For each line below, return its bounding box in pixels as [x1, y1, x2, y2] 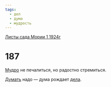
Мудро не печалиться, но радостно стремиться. [5, 67, 107, 73]
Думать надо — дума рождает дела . [5, 76, 82, 83]
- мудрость [9, 20, 32, 26]
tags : [5, 7, 16, 12]
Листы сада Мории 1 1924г [5, 34, 61, 40]
